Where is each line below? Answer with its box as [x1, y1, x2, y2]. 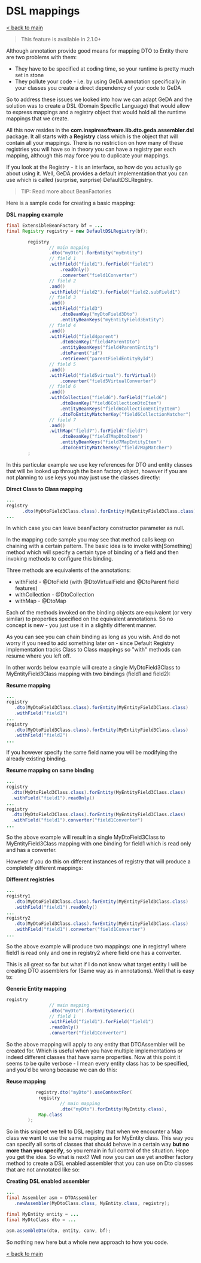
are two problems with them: [6, 53, 77, 60]
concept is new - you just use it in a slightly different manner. [6, 622, 157, 629]
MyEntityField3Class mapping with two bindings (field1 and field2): [6, 670, 170, 677]
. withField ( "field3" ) [48, 306, 103, 312]
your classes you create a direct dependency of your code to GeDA [14, 84, 181, 91]
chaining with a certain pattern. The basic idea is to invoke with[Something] [6, 543, 193, 550]
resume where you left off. [6, 652, 71, 659]
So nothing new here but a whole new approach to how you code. [6, 1238, 169, 1246]
